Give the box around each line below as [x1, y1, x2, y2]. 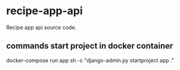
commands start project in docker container [6, 41, 173, 51]
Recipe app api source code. [6, 24, 77, 31]
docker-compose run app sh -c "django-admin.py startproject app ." [6, 56, 175, 63]
